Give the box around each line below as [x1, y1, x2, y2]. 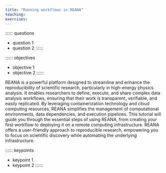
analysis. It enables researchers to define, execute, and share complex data [5, 90, 161, 96]
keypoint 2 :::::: [12, 163, 43, 169]
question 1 [12, 40, 34, 46]
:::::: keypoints [5, 148, 34, 154]
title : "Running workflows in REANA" [5, 7, 84, 12]
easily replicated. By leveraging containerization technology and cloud [5, 101, 150, 107]
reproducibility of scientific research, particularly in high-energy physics [5, 85, 154, 91]
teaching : [5, 12, 26, 17]
